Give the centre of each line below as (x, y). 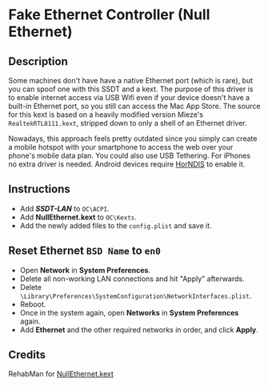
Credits (27, 355)
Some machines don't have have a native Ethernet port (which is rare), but (131, 80)
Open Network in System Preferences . (85, 270)
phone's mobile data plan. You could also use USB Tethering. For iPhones (129, 155)
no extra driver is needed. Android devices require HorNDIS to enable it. (127, 164)
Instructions (39, 189)
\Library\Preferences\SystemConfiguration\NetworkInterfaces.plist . (136, 296)
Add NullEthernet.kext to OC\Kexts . (78, 217)
